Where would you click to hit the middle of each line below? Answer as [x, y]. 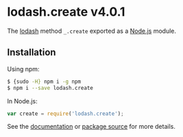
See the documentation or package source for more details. [91, 127]
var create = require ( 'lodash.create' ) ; [66, 114]
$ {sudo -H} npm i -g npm [44, 82]
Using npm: [23, 68]
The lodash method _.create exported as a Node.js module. [92, 31]
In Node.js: [22, 101]
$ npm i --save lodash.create [50, 88]
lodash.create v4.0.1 [66, 12]
